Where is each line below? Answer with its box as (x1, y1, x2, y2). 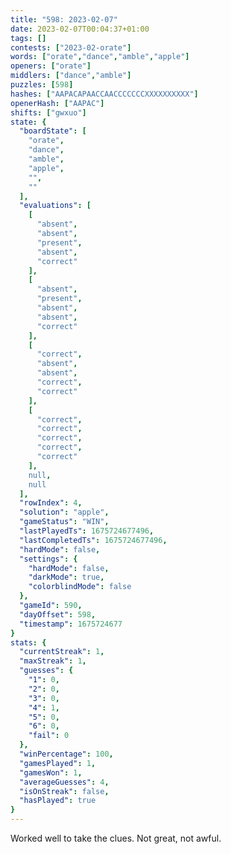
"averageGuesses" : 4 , (19, 777, 110, 787)
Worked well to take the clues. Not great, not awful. (10, 832, 222, 844)
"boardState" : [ (19, 126, 87, 136)
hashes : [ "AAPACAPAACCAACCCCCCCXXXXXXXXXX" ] (10, 89, 199, 99)
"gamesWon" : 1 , (19, 767, 83, 778)
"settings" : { (19, 554, 78, 564)
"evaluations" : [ (19, 201, 92, 211)
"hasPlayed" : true (19, 796, 97, 806)
